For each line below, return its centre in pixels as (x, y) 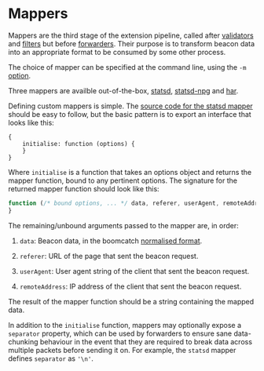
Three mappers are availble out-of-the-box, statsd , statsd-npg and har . (123, 90)
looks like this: (31, 122)
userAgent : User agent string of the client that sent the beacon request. (134, 271)
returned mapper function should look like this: (84, 188)
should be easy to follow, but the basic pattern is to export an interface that (130, 114)
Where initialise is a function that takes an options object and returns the (130, 172)
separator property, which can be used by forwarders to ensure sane (120, 333)
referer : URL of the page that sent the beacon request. (109, 256)
